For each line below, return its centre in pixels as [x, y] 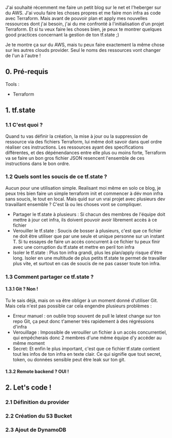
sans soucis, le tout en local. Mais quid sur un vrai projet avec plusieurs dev [85, 199]
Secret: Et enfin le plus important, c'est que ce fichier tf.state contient [86, 349]
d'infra [20, 326]
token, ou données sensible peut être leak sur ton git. [69, 359]
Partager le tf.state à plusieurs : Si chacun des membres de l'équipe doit [89, 214]
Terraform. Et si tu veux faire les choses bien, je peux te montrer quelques [84, 29]
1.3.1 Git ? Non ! [22, 289]
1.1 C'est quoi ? [24, 125]
